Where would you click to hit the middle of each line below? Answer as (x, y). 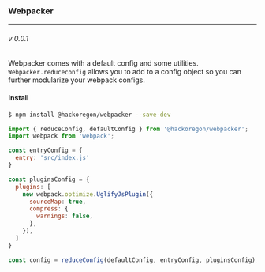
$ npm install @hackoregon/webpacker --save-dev (90, 115)
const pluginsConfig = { (49, 179)
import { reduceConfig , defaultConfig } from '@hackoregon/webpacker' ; (128, 129)
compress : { (49, 209)
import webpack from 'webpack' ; (61, 136)
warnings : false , (65, 216)
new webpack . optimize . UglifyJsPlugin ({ (88, 194)
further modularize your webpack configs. (77, 80)
